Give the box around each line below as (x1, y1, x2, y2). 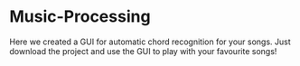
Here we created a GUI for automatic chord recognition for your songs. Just (9, 36, 291, 47)
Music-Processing (9, 6, 151, 27)
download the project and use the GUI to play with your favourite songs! (9, 45, 277, 56)
